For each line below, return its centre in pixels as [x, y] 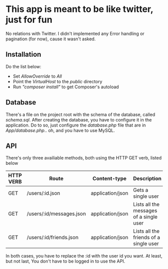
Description [147, 179]
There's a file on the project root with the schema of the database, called [81, 114]
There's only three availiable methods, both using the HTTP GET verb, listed [84, 158]
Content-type [109, 179]
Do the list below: [23, 66]
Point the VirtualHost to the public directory [58, 81]
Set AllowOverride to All [37, 76]
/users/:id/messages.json [56, 214]
